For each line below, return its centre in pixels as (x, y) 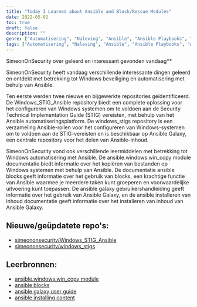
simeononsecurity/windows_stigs (55, 246)
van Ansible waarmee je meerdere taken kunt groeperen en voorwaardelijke (98, 182)
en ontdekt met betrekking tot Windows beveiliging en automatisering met (95, 78)
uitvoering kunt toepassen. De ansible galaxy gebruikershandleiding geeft (95, 188)
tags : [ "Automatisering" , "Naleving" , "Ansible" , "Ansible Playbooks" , (95, 45)
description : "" (26, 33)
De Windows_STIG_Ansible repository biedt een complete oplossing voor (94, 102)
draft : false (22, 28)
